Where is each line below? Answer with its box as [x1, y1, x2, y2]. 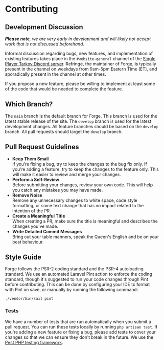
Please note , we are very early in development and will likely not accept [5, 36, 151, 42]
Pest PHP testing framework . [5, 339, 64, 345]
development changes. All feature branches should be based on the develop [5, 123, 159, 129]
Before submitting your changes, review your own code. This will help [12, 182, 153, 188]
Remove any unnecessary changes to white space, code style [12, 197, 138, 203]
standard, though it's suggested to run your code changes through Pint [5, 276, 148, 282]
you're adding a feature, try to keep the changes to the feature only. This [12, 166, 159, 172]
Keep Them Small [12, 155, 49, 162]
